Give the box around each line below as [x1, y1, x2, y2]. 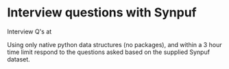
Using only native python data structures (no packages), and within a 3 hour [7, 40, 222, 49]
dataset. [7, 55, 31, 63]
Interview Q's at [7, 27, 52, 36]
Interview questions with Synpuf [7, 5, 197, 20]
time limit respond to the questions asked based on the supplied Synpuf [7, 48, 210, 56]
